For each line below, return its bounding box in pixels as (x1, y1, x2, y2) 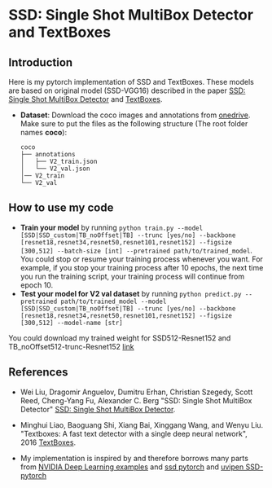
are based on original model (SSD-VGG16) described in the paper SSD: (8, 86, 246, 95)
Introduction (8, 55, 73, 69)
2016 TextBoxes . (20, 437, 76, 447)
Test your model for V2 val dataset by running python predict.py (20, 288, 242, 298)
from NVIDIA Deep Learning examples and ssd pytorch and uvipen (20, 462, 244, 472)
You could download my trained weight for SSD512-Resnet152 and (8, 332, 231, 343)
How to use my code (8, 201, 114, 215)
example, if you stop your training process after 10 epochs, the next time (20, 262, 264, 272)
